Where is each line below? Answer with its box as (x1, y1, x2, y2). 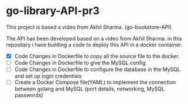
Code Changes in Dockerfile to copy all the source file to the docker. (14, 52, 180, 59)
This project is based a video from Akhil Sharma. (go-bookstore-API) (6, 24, 172, 31)
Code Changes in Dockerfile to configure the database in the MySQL (14, 66, 180, 73)
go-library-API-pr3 (6, 4, 100, 18)
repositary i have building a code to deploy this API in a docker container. (6, 41, 183, 48)
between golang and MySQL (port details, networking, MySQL (14, 85, 165, 92)
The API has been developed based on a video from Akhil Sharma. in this (6, 35, 182, 42)
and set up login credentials (14, 72, 82, 80)
